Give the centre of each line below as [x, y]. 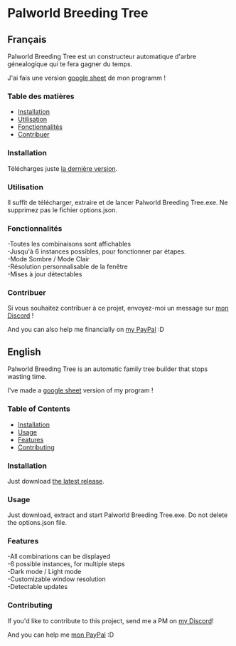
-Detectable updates [38, 587]
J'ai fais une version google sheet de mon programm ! [86, 78]
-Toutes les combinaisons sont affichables [69, 244]
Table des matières [41, 96]
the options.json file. [37, 523]
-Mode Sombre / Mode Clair [49, 259]
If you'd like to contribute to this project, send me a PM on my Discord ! [111, 620]
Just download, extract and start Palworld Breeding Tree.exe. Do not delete [118, 515]
